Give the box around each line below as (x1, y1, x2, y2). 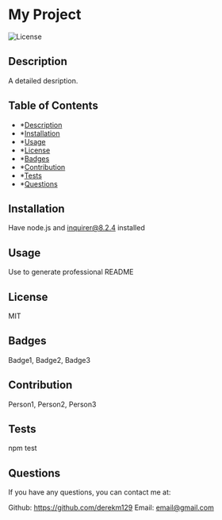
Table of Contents (8, 99, 99, 113)
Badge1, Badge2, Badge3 (8, 355, 91, 364)
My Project (8, 6, 82, 24)
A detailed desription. (8, 75, 78, 85)
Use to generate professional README (8, 268, 134, 277)
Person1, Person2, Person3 (8, 399, 97, 409)
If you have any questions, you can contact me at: (8, 487, 171, 497)
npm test (8, 443, 37, 453)
